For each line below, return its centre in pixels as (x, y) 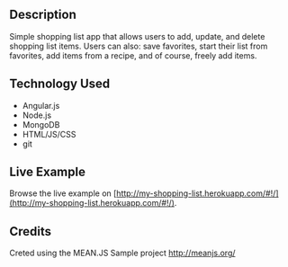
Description (43, 15)
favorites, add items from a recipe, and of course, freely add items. (133, 55)
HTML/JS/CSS (49, 134)
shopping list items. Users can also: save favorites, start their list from (139, 46)
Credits (31, 231)
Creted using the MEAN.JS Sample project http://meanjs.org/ (122, 253)
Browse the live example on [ (63, 193)
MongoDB (41, 124)
